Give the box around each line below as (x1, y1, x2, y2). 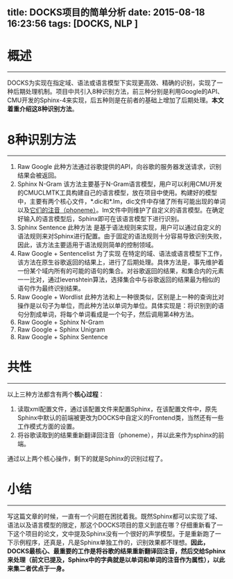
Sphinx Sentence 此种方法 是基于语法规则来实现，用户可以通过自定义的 (17, 223, 222, 231)
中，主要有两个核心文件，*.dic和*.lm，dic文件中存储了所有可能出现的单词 (17, 197, 226, 206)
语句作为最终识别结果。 (17, 284, 85, 293)
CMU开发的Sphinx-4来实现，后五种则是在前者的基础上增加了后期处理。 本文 (7, 96, 224, 104)
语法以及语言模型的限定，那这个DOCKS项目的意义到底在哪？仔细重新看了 (7, 521, 217, 530)
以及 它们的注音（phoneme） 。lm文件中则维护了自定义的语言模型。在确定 (17, 206, 225, 214)
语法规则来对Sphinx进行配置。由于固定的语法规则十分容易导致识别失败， (17, 232, 225, 240)
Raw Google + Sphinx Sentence (17, 333, 109, 341)
